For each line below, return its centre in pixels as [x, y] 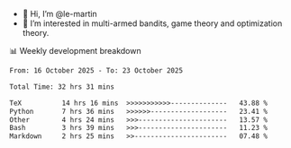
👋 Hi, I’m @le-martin [59, 14]
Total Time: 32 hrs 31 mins [62, 87]
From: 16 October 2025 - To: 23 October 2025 [96, 71]
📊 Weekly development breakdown [75, 51]
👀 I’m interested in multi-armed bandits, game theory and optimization [152, 23]
